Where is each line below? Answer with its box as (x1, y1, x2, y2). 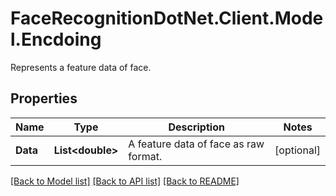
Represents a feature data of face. (10, 61, 152, 73)
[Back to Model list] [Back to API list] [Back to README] (10, 175, 240, 187)
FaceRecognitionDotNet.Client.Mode (10, 7, 324, 30)
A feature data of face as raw (128, 137, 265, 151)
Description (168, 120, 225, 134)
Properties (10, 90, 78, 107)
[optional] (274, 143, 321, 157)
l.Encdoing (10, 28, 102, 51)
